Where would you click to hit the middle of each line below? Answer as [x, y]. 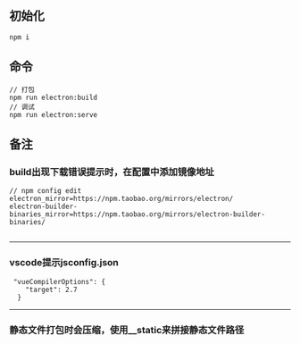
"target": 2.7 [51, 289]
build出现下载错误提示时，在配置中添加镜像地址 [112, 172]
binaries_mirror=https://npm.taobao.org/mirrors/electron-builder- [137, 214]
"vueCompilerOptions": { [59, 281]
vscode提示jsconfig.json [64, 263]
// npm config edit [46, 191]
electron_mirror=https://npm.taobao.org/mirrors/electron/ [121, 199]
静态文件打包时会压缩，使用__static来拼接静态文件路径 [127, 330]
